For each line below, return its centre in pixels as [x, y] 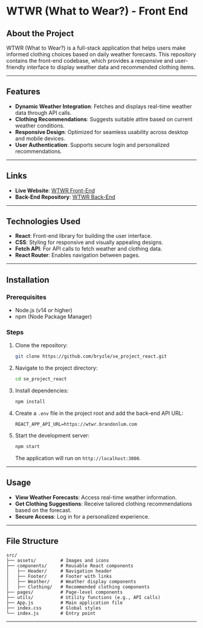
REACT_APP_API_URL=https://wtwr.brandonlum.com [76, 425]
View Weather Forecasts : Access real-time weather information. [96, 497]
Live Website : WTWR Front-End [55, 190]
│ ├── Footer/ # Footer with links [59, 576]
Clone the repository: [41, 345]
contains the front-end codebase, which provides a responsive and [90, 61]
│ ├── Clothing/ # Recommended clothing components [78, 587]
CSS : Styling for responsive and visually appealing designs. [89, 242]
